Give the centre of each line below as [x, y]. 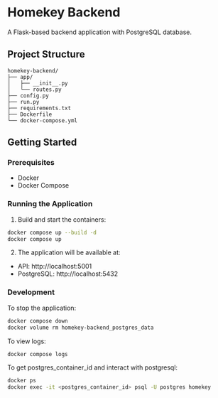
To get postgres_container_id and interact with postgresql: [93, 367]
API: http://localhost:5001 [55, 267]
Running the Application [50, 204]
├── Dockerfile [30, 114]
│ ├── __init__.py [38, 83]
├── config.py [28, 96]
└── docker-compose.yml [43, 120]
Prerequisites [31, 163]
